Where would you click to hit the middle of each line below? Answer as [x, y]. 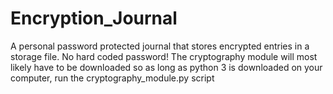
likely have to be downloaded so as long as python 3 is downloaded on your [166, 67]
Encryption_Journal [94, 18]
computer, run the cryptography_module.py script [112, 78]
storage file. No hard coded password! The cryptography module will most [164, 56]
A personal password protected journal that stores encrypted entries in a [160, 46]
